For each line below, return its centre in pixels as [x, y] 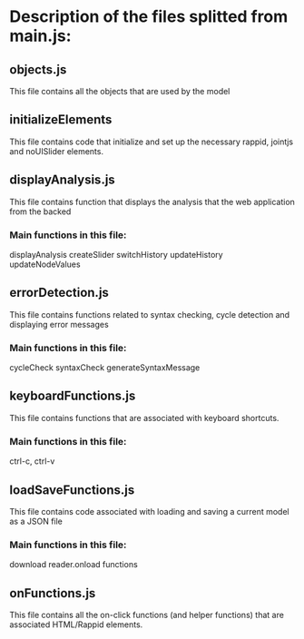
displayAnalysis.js [62, 180]
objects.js [38, 69]
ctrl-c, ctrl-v [32, 461]
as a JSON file [36, 521]
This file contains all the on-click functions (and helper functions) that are [147, 615]
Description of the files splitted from [149, 17]
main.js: [40, 36]
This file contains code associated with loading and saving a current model [149, 511]
